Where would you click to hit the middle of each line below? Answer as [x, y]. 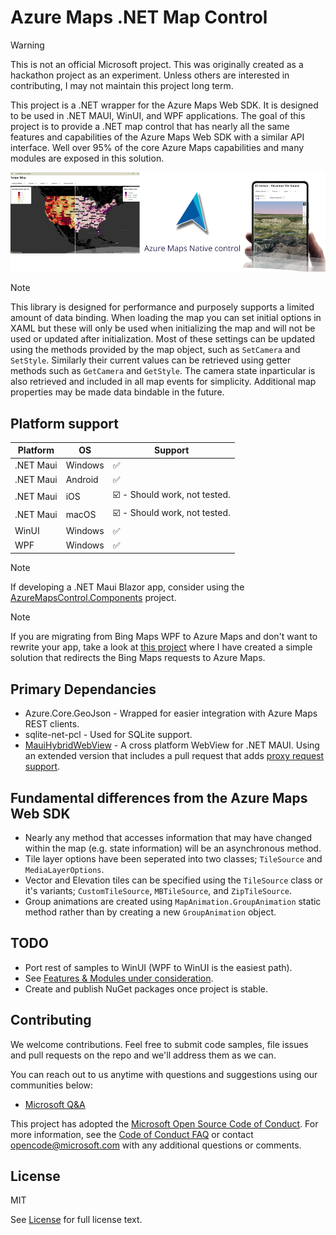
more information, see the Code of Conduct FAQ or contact [132, 1134]
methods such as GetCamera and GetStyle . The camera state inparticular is [163, 371]
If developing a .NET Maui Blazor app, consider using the [127, 587]
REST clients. [52, 724]
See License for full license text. [76, 1220]
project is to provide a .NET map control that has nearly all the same [150, 126]
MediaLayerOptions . [64, 870]
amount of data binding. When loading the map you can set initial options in [166, 318]
